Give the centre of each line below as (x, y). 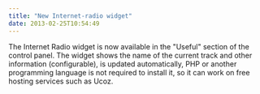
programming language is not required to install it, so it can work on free (129, 72)
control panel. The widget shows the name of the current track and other (130, 55)
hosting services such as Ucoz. (61, 81)
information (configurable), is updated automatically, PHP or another (123, 64)
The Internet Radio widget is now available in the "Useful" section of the (129, 46)
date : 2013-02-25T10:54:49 (54, 23)
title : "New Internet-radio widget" (70, 16)
